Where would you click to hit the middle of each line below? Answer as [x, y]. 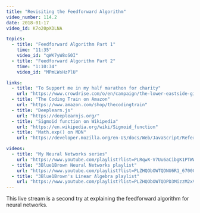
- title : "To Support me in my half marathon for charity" [86, 88]
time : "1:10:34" [37, 66]
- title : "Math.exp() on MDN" [49, 132]
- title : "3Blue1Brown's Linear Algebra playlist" [76, 176]
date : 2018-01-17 [28, 23]
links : [14, 83]
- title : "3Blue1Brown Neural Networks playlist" [74, 165]
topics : [16, 39]
